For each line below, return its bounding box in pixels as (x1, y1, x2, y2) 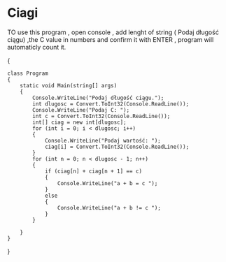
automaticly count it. (7, 43, 66, 51)
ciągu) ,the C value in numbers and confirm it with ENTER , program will (7, 35, 214, 43)
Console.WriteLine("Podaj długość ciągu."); (32, 94, 164, 101)
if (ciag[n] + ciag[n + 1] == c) (44, 168, 142, 175)
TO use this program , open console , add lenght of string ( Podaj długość (7, 28, 219, 36)
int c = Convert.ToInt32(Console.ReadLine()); (32, 112, 171, 119)
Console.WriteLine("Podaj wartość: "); (44, 137, 161, 144)
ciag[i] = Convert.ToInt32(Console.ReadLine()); (44, 143, 190, 150)
